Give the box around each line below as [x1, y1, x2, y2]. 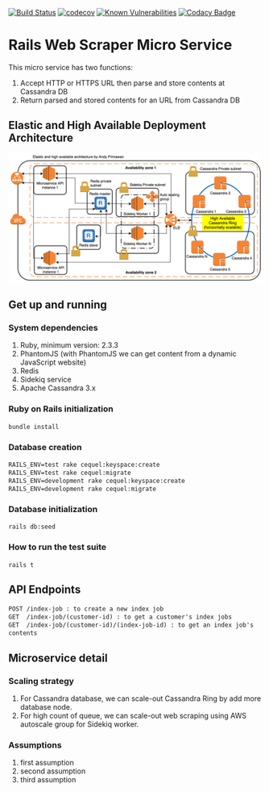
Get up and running [8, 298, 107, 312]
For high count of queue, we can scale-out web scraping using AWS [19, 711, 247, 721]
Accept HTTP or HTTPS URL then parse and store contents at [19, 77, 226, 88]
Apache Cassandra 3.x [19, 383, 97, 393]
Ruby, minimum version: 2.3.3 [19, 340, 118, 350]
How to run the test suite [8, 541, 107, 552]
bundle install [8, 423, 60, 431]
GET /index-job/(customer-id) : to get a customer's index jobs [8, 613, 232, 621]
